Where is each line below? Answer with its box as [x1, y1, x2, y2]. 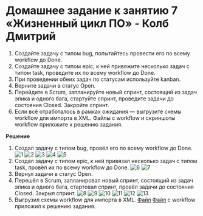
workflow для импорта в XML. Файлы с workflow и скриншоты [14, 114, 176, 122]
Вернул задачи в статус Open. [14, 170, 93, 177]
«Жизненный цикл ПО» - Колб [5, 16, 170, 30]
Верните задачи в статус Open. [14, 82, 96, 89]
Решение [5, 132, 30, 140]
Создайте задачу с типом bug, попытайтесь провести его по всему [14, 49, 190, 57]
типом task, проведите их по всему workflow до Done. [14, 69, 156, 76]
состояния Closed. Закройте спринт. [14, 101, 109, 108]
